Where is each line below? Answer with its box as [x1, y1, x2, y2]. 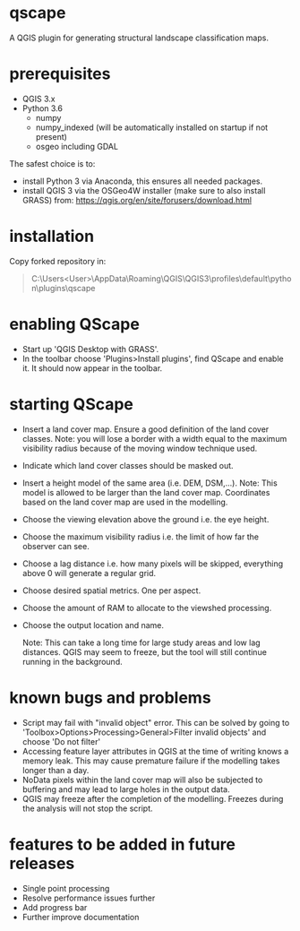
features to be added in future [9, 834, 236, 854]
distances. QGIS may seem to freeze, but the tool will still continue [21, 646, 267, 657]
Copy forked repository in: [9, 255, 107, 266]
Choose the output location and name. [21, 619, 164, 630]
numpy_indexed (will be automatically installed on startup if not [35, 122, 269, 133]
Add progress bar [21, 901, 88, 912]
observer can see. [21, 540, 90, 551]
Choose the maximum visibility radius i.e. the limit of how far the [21, 531, 260, 542]
